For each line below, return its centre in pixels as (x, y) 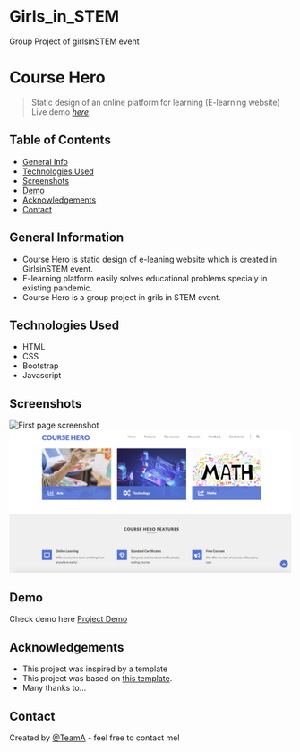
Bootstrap (40, 366)
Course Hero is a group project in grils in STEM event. (121, 297)
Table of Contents (60, 140)
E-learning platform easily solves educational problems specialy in (145, 278)
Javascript (42, 376)
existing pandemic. (57, 288)
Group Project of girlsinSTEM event (74, 41)
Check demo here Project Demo (69, 619)
